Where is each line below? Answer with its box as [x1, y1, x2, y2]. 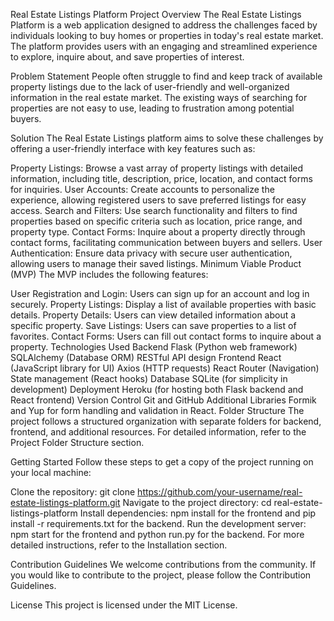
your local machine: [10, 467, 92, 478]
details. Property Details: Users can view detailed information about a [10, 309, 297, 321]
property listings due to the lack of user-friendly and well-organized [10, 81, 290, 93]
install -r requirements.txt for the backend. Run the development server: [10, 518, 307, 529]
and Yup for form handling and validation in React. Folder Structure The [10, 405, 305, 416]
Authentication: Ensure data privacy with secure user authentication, [10, 247, 293, 259]
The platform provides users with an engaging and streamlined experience [10, 40, 318, 52]
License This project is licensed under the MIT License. [10, 599, 238, 611]
